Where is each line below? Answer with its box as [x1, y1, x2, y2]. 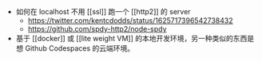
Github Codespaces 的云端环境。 [25, 44, 135, 53]
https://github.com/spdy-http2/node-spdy [27, 25, 167, 33]
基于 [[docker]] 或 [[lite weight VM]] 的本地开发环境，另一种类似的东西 [15, 34, 248, 43]
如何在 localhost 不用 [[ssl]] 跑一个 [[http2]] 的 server [15, 7, 191, 16]
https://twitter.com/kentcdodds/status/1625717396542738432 [27, 16, 233, 25]
